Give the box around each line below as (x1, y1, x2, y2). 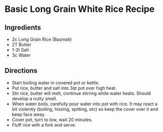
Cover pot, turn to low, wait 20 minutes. (11, 117, 93, 123)
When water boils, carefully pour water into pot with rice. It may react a (11, 101, 158, 107)
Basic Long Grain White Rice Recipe (4, 3, 155, 15)
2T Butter (11, 42, 32, 48)
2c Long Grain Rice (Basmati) (11, 36, 72, 42)
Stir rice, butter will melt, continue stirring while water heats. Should (11, 90, 151, 96)
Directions (4, 66, 38, 75)
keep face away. (11, 111, 46, 117)
